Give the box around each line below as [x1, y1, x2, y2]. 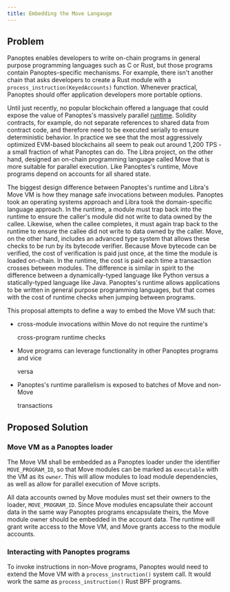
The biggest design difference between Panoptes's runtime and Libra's [7, 184, 209, 192]
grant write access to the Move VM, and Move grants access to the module [7, 522, 220, 531]
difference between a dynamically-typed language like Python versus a [7, 271, 209, 279]
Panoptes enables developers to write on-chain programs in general [7, 54, 201, 62]
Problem [7, 36, 45, 48]
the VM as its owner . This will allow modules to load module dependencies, [7, 473, 218, 481]
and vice [17, 354, 42, 362]
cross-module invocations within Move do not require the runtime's [17, 320, 208, 328]
